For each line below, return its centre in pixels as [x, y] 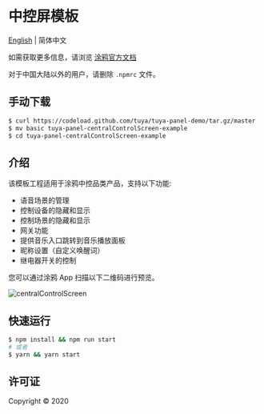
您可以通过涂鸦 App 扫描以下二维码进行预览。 [84, 278]
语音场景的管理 [44, 200]
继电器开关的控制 [48, 260]
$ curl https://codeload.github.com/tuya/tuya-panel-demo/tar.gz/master [132, 121]
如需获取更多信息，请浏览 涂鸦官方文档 [72, 57]
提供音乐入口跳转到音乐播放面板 [72, 240]
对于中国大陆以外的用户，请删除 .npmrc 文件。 [84, 74]
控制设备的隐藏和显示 [55, 211]
